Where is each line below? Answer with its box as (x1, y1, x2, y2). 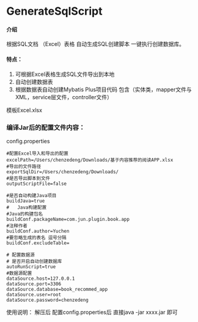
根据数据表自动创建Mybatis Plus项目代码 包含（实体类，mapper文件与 (15, 86, 192, 93)
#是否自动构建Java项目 (6, 192, 57, 198)
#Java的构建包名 (6, 211, 43, 217)
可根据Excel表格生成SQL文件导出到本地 (15, 70, 115, 78)
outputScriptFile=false (6, 181, 67, 187)
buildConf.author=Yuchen (6, 228, 70, 234)
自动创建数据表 (15, 78, 53, 85)
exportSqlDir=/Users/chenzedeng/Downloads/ (6, 168, 119, 175)
